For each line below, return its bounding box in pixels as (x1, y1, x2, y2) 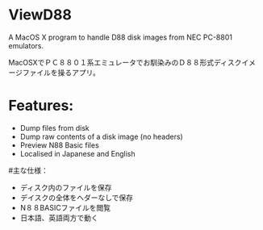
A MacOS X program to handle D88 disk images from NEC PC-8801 (8, 32, 232, 42)
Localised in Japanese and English (19, 148, 136, 158)
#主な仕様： (8, 165, 48, 175)
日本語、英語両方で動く (19, 212, 98, 223)
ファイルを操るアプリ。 (22, 67, 101, 77)
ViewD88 (8, 6, 73, 24)
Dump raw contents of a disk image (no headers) (19, 132, 183, 141)
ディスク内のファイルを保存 (19, 182, 112, 192)
